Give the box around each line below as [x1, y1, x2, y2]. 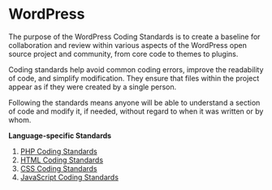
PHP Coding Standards [19, 146, 97, 156]
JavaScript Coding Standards [19, 172, 119, 182]
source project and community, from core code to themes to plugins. [8, 49, 239, 58]
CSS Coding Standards [19, 163, 97, 173]
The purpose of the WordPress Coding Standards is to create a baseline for [8, 32, 261, 41]
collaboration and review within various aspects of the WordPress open [8, 40, 248, 50]
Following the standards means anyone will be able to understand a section [8, 97, 261, 107]
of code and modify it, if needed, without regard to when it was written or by [8, 106, 264, 116]
